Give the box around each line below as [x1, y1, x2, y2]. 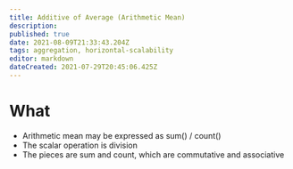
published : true [9, 29, 70, 38]
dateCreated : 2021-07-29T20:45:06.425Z [9, 63, 158, 72]
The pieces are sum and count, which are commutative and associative [21, 149, 285, 160]
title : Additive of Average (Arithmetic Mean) [9, 12, 186, 22]
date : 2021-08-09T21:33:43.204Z [9, 37, 130, 47]
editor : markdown [9, 54, 74, 63]
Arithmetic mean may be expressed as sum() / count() [21, 130, 222, 141]
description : [9, 21, 58, 30]
